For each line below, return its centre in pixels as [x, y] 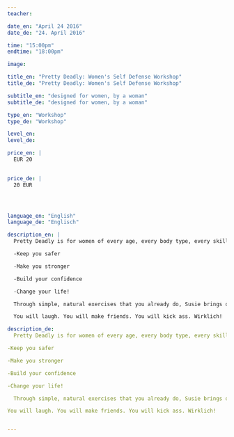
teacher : [20, 14]
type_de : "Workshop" [37, 121]
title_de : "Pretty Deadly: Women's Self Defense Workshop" [95, 84]
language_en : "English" [42, 216]
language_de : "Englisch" [43, 222]
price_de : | [24, 178]
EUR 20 [23, 159]
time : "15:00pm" [31, 45]
